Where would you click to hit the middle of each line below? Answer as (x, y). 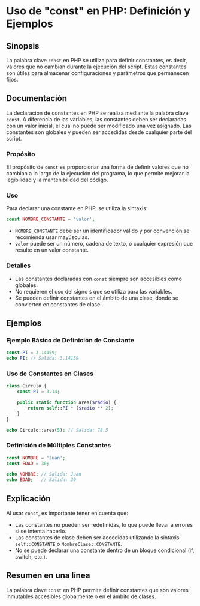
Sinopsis (23, 46)
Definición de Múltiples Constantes (59, 446)
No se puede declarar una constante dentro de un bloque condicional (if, (104, 550)
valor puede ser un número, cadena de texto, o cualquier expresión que (104, 244)
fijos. (12, 80)
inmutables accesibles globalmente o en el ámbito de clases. (81, 596)
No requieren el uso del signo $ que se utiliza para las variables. (93, 291)
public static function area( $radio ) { (67, 403)
